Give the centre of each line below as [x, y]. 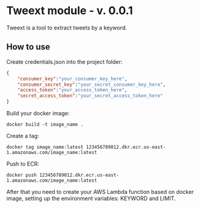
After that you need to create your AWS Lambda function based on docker [100, 192]
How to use [28, 47]
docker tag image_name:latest [45, 147]
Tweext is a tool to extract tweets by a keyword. [67, 28]
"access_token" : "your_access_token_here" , [72, 90]
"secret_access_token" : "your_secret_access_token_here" [90, 96]
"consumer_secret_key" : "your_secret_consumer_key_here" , [92, 84]
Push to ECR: [23, 164]
